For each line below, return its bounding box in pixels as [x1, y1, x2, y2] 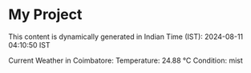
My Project [8, 6, 83, 24]
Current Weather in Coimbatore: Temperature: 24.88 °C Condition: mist [8, 56, 243, 65]
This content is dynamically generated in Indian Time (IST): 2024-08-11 [8, 32, 244, 41]
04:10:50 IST [8, 40, 51, 49]
